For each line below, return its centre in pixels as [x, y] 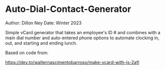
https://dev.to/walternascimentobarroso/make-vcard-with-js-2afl [72, 62]
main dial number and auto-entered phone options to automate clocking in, [82, 38]
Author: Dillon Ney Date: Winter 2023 [43, 23]
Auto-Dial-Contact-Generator [68, 9]
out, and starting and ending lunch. [41, 43]
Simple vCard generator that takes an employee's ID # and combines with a [83, 32]
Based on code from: [27, 53]
